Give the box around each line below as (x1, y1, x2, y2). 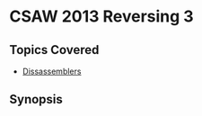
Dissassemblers (22, 66, 82, 76)
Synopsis (9, 92, 63, 107)
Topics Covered (9, 42, 100, 58)
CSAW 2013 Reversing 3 (9, 6, 195, 27)
